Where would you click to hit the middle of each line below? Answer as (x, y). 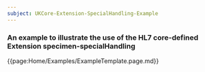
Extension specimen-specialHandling (71, 46)
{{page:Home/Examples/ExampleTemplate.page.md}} (83, 61)
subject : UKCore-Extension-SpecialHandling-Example (83, 13)
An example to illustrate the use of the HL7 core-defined (103, 37)
